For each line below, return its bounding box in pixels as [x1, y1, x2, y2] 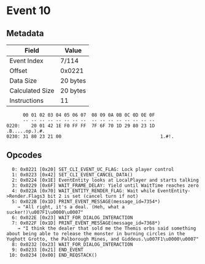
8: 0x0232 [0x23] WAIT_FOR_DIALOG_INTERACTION [12, 241, 133, 247]
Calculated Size [9, 86, 55, 95]
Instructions [9, 96, 44, 105]
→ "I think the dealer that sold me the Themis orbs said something [17, 225, 196, 232]
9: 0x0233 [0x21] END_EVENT [12, 246, 84, 253]
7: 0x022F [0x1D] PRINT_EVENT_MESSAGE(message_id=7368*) [12, 220, 161, 226]
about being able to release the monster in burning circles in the [6, 230, 185, 236]
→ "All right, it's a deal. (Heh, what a [17, 203, 125, 210]
